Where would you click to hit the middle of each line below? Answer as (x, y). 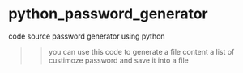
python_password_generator (108, 14)
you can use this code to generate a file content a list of (141, 51)
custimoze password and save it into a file (118, 60)
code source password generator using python (87, 36)
